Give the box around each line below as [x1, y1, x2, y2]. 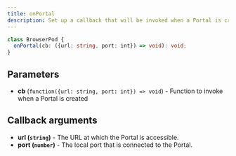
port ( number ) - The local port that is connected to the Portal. [17, 141, 193, 149]
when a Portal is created [17, 94, 88, 102]
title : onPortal [7, 10, 55, 17]
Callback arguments [7, 115, 98, 127]
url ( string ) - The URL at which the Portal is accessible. [17, 133, 179, 141]
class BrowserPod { [7, 36, 65, 43]
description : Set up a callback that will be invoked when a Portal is [7, 17, 221, 24]
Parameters [7, 68, 60, 80]
